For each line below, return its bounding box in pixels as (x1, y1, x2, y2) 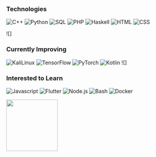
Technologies (6, 5, 47, 13)
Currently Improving (6, 45, 67, 54)
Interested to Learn (6, 74, 63, 82)
